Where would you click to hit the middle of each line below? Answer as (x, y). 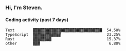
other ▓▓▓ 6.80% (63, 44)
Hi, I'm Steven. (24, 8)
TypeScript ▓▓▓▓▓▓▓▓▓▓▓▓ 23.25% (63, 35)
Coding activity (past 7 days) (37, 20)
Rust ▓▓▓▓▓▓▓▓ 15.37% (63, 39)
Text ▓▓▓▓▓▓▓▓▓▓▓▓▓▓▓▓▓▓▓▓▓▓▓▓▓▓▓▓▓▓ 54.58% (63, 30)
